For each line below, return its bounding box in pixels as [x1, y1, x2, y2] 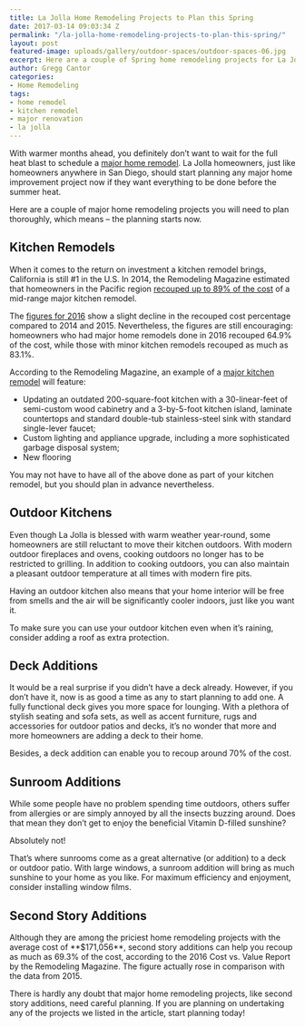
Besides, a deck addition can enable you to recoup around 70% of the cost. [9, 748, 292, 758]
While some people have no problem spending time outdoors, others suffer [9, 798, 290, 809]
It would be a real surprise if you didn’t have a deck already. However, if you [9, 682, 293, 693]
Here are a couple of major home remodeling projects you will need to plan [9, 204, 290, 214]
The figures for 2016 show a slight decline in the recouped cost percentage [9, 310, 291, 321]
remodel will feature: [9, 376, 86, 386]
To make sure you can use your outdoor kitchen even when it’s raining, [9, 622, 274, 633]
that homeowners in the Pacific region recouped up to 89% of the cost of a [9, 283, 290, 294]
